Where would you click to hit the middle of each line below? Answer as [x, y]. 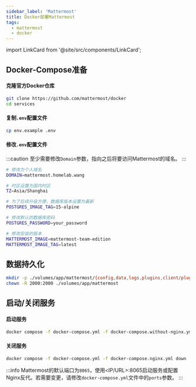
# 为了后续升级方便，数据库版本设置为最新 [50, 202]
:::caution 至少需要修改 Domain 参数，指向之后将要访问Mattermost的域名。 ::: [96, 158]
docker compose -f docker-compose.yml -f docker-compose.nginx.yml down [96, 358]
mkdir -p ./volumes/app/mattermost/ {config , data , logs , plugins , [85, 278]
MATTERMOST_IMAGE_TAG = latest [41, 244]
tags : [13, 22]
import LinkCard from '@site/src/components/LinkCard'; [74, 50]
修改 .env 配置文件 [27, 144]
